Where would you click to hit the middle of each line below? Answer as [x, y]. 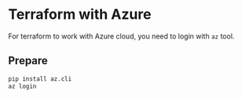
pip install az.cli [40, 79]
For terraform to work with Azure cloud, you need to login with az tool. [121, 36]
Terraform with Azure [80, 15]
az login [22, 86]
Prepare [28, 61]
